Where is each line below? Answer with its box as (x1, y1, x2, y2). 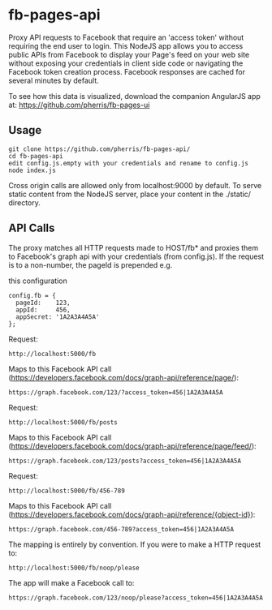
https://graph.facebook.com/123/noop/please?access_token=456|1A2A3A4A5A (8, 594, 264, 602)
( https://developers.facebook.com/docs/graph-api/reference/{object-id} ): (8, 509, 256, 519)
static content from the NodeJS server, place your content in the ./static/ (8, 189, 252, 199)
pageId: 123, (15, 299, 71, 307)
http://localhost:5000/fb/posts (8, 418, 118, 427)
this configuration (8, 276, 67, 286)
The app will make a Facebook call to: (8, 578, 135, 587)
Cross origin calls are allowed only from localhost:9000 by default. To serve (8, 180, 262, 190)
